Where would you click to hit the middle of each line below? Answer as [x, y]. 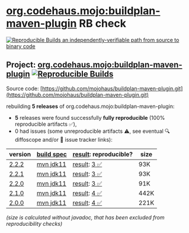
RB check [102, 23]
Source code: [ [24, 88]
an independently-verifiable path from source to [121, 40]
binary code [21, 46]
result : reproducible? [103, 154]
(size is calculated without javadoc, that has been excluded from [85, 217]
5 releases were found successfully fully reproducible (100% [90, 117]
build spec [52, 154]
